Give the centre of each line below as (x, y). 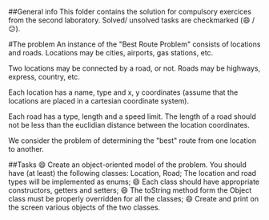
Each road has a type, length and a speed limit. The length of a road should (132, 116)
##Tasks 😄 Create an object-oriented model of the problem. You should (127, 165)
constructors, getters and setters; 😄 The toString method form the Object (130, 190)
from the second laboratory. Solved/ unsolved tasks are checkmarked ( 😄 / (131, 20)
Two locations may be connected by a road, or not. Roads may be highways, (134, 68)
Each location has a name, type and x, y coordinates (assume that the (123, 92)
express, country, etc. (44, 77)
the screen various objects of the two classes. (84, 207)
